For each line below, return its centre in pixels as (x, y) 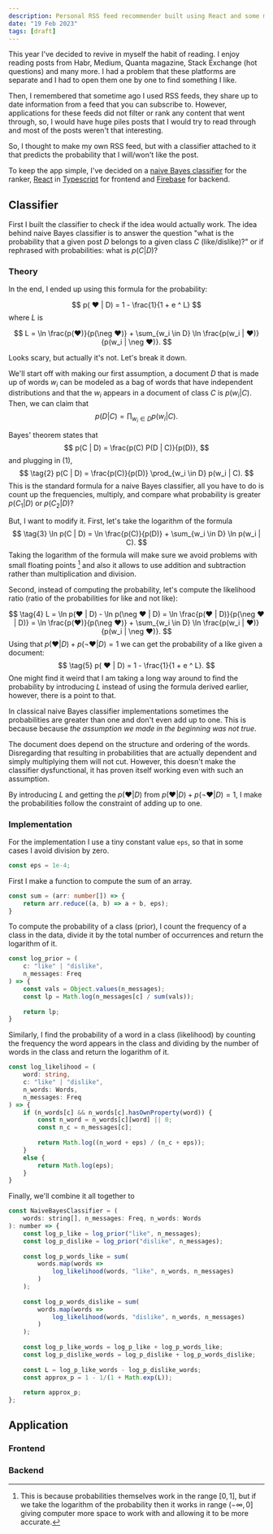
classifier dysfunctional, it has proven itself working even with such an (126, 770)
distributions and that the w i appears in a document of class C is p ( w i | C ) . (130, 394)
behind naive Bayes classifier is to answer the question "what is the (121, 234)
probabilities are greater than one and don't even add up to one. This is (127, 719)
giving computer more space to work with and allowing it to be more (134, 1513)
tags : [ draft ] (32, 31)
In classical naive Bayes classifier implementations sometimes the (119, 711)
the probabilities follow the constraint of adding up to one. (106, 803)
